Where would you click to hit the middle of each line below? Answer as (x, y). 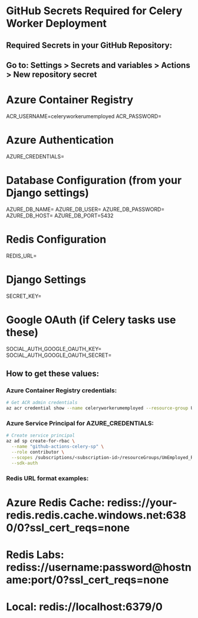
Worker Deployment (57, 23)
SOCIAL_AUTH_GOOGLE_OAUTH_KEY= (54, 349)
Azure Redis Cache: (55, 502)
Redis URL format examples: (47, 478)
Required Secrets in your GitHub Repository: (89, 45)
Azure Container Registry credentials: (62, 390)
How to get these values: (53, 373)
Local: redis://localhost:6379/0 (85, 607)
